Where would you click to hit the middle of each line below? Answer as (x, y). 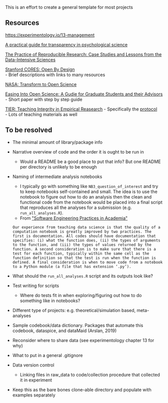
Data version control (33, 365)
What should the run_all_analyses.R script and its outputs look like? (83, 276)
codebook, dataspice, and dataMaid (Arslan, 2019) (64, 330)
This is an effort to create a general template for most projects (69, 7)
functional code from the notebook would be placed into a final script (91, 202)
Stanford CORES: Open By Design (40, 69)
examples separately (34, 395)
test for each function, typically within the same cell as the (81, 253)
